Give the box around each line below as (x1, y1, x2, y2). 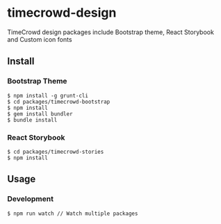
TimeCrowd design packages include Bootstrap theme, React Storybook (7, 28, 214, 36)
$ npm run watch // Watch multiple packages (7, 210, 138, 217)
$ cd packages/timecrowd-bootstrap (7, 98, 110, 105)
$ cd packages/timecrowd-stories (7, 148, 104, 155)
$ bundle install (7, 116, 58, 123)
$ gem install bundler (7, 110, 73, 118)
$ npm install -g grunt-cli (7, 92, 89, 99)
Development (7, 194, 54, 204)
